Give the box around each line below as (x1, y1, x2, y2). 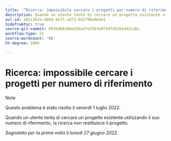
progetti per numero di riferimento (5, 77, 153, 89)
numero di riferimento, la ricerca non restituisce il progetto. (5, 120, 129, 126)
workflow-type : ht (5, 31, 44, 36)
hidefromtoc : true (5, 21, 44, 27)
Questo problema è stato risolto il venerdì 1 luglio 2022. (5, 104, 121, 110)
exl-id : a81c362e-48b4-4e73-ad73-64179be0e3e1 (5, 17, 106, 22)
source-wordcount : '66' (5, 36, 56, 41)
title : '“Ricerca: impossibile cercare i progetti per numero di (5, 7, 147, 13)
